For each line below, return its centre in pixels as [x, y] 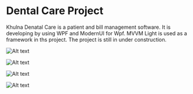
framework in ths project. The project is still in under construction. [86, 39]
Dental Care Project [55, 11]
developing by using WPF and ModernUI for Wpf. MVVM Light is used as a [97, 33]
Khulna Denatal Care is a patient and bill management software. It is [89, 27]
